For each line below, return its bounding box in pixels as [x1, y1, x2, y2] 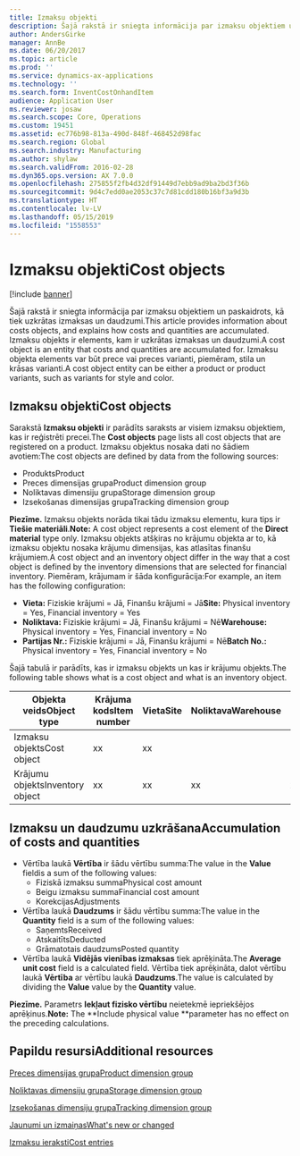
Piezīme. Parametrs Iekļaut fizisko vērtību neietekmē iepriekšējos [9, 999, 254, 1010]
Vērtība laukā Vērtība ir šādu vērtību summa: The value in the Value [21, 858, 271, 869]
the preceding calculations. [9, 1018, 110, 1029]
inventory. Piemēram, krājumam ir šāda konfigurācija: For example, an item [9, 571, 282, 582]
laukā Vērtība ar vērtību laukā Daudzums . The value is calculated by [21, 972, 274, 983]
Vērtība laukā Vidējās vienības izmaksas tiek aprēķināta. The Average [21, 953, 281, 964]
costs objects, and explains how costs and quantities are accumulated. [9, 325, 270, 336]
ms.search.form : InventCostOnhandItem [9, 88, 154, 97]
